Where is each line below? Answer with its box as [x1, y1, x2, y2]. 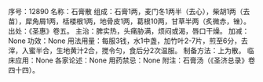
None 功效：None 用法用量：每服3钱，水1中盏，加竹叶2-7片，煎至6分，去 [8, 36, 249, 45]
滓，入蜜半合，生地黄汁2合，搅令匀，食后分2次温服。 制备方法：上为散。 [8, 46, 246, 55]
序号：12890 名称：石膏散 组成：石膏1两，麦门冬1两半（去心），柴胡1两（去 [8, 7, 250, 16]
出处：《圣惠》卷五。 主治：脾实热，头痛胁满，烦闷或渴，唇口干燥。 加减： [8, 27, 250, 35]
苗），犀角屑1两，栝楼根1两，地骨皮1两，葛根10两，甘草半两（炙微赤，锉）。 [8, 16, 251, 26]
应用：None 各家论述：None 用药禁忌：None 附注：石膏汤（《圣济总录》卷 [14, 55, 255, 65]
